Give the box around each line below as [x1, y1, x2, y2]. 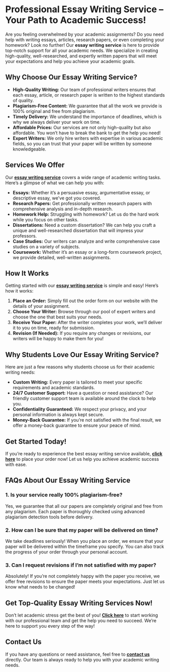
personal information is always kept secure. [12, 412, 104, 418]
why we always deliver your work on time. [12, 119, 101, 125]
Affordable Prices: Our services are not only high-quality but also [12, 124, 151, 130]
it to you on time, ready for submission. [12, 325, 95, 331]
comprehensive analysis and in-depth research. [12, 206, 113, 212]
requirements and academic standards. [12, 385, 95, 391]
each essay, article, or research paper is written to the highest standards [12, 92, 165, 98]
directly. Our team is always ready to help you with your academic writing [5, 656, 159, 662]
